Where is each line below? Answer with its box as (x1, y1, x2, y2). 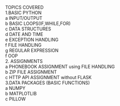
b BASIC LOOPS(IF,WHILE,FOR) (5, 20, 71, 26)
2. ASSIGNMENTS (5, 58, 43, 64)
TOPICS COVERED (5, 5, 44, 10)
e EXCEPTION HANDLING (5, 37, 59, 43)
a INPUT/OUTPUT (5, 15, 43, 21)
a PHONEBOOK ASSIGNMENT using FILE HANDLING (5, 63, 115, 69)
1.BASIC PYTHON (5, 10, 42, 16)
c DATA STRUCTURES (5, 26, 51, 32)
